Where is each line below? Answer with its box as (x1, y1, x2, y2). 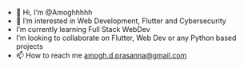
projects (15, 42, 44, 51)
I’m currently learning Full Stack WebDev (15, 25, 150, 34)
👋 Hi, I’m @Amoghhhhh (15, 8, 93, 17)
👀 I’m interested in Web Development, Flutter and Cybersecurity (15, 16, 226, 26)
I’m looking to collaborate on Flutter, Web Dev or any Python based (15, 33, 237, 42)
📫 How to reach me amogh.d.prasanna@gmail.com (15, 50, 187, 60)
